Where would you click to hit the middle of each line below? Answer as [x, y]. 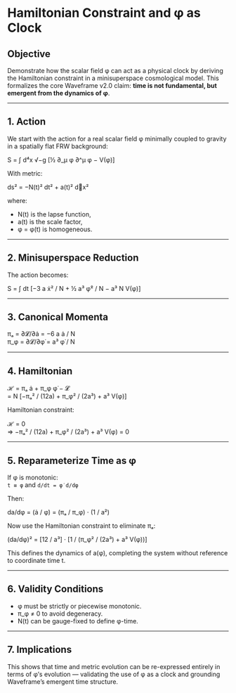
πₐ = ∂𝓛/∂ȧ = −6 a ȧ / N [41, 334]
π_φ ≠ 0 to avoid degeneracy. [60, 614]
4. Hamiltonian [40, 371]
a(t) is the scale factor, [50, 221]
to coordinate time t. [37, 561]
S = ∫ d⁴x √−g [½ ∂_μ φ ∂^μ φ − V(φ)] [61, 160]
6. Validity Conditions [55, 589]
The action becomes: [38, 275]
